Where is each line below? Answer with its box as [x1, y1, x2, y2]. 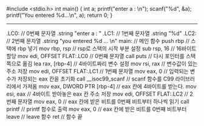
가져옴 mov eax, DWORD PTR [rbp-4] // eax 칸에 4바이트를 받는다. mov [22, 83, 197, 90]
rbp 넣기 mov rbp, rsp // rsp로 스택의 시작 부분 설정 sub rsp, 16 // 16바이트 [17, 45, 197, 52]
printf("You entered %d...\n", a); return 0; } [6, 12, 113, 19]
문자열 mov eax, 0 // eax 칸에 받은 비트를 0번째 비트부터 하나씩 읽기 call [17, 98, 189, 105]
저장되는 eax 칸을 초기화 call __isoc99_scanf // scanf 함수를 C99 [17, 75, 174, 82]
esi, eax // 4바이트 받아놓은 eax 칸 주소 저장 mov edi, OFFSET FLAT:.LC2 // [6, 90, 189, 98]
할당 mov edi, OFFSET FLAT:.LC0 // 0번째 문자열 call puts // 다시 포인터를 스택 [6, 53, 196, 59]
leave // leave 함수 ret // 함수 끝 [6, 113, 83, 120]
